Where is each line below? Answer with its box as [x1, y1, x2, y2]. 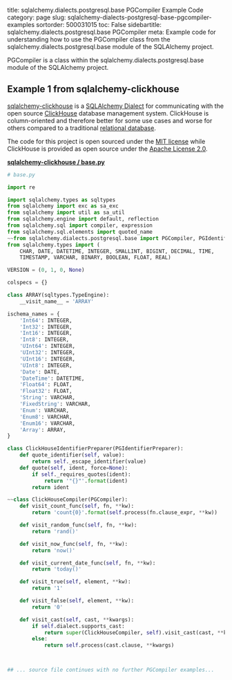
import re [7, 183, 36, 191]
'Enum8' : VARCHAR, [19, 413, 72, 421]
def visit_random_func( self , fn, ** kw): [19, 522, 137, 529]
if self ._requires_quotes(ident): [32, 470, 131, 478]
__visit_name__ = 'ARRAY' [19, 297, 95, 305]
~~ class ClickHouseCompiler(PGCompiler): [7, 496, 128, 504]
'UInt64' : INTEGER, [19, 342, 76, 350]
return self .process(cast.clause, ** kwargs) [43, 642, 175, 649]
